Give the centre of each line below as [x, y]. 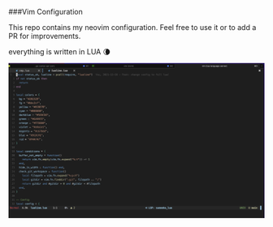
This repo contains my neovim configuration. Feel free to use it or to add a [132, 27]
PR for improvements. [45, 36]
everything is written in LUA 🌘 [60, 51]
